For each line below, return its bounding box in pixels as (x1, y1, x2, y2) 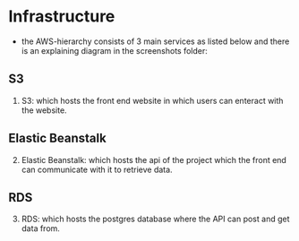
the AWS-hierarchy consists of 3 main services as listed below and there (21, 36, 290, 47)
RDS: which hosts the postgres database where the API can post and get (21, 213, 290, 225)
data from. (21, 223, 60, 234)
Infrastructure (8, 6, 115, 27)
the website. (21, 105, 68, 116)
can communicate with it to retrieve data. (21, 164, 173, 175)
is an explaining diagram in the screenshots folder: (21, 45, 208, 56)
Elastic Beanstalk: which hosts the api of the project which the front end (21, 154, 287, 165)
